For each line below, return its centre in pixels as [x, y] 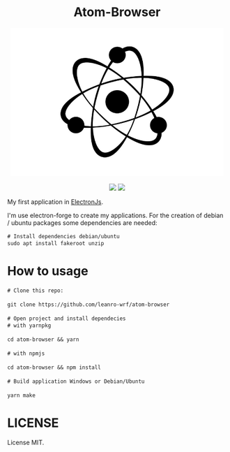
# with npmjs [26, 353]
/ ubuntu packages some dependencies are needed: [83, 223]
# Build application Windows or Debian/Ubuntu [76, 381]
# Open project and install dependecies [67, 319]
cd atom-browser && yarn [43, 340]
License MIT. [26, 442]
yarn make [22, 395]
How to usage [48, 271]
